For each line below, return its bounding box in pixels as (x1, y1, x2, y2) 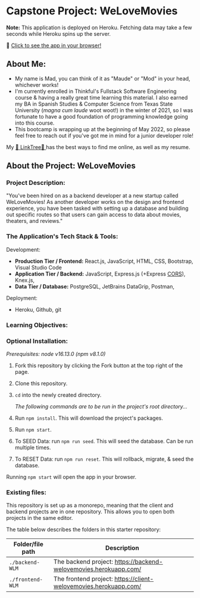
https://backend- (114, 557, 163, 566)
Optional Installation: (6, 337, 68, 345)
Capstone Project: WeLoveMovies (6, 4, 178, 18)
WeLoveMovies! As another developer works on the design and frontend (6, 199, 185, 206)
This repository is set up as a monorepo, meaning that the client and (6, 502, 174, 509)
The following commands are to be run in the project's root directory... (14, 402, 187, 410)
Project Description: (6, 179, 65, 187)
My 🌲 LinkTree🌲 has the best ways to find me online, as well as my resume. (6, 143, 190, 150)
